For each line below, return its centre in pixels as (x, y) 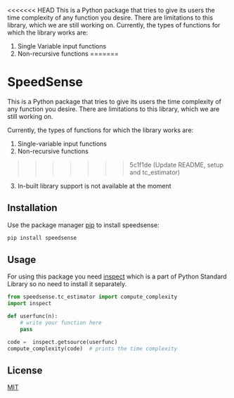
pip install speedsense (42, 238)
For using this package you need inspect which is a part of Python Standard (117, 276)
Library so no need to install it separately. (67, 284)
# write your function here (61, 323)
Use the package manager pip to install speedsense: (83, 225)
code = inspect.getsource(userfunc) (63, 342)
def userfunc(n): (33, 316)
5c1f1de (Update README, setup (176, 165)
